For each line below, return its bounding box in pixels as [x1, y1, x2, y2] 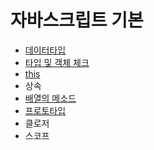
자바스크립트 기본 [10, 9, 144, 32]
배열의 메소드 [24, 92, 77, 104]
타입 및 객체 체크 [24, 56, 90, 68]
